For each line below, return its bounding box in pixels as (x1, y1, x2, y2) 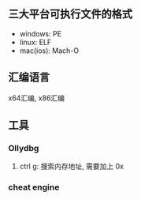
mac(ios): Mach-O (19, 46, 80, 55)
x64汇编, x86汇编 (8, 93, 65, 103)
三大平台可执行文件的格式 (8, 7, 132, 21)
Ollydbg (8, 142, 39, 153)
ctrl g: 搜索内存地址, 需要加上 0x (19, 161, 124, 172)
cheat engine (8, 182, 60, 193)
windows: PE (19, 28, 61, 38)
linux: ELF (19, 37, 52, 47)
